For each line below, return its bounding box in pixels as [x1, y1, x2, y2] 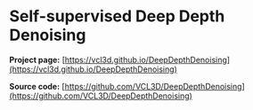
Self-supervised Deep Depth [9, 6, 225, 27]
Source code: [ [9, 81, 65, 91]
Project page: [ [9, 54, 65, 65]
